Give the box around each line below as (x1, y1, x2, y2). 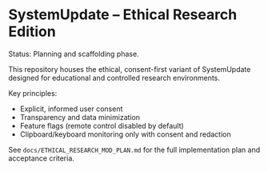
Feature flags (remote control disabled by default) (19, 121, 184, 130)
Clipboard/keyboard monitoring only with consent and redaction (19, 129, 231, 139)
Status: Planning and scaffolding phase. (8, 49, 139, 58)
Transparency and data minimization (19, 112, 141, 121)
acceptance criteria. (8, 153, 74, 163)
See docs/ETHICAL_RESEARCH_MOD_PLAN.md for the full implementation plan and (8, 145, 261, 154)
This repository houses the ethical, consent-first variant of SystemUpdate (8, 64, 251, 74)
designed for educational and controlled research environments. (8, 73, 220, 82)
